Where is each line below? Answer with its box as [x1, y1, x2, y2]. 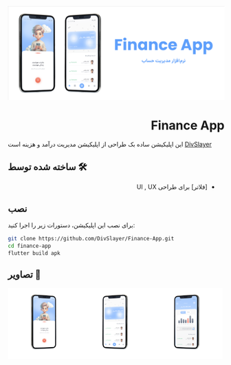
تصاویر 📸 [8, 269, 41, 281]
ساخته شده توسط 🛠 [8, 161, 87, 173]
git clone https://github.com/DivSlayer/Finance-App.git [8, 236, 175, 242]
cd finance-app [8, 242, 52, 249]
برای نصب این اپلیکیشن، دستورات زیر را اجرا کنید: [8, 221, 135, 229]
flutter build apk [8, 249, 60, 257]
